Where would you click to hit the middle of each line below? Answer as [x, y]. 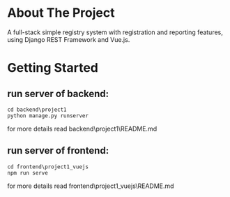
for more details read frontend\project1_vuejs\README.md [91, 186]
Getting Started [53, 68]
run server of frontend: [58, 151]
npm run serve [28, 173]
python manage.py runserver [48, 116]
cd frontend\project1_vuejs [48, 167]
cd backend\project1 [37, 110]
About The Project [61, 13]
